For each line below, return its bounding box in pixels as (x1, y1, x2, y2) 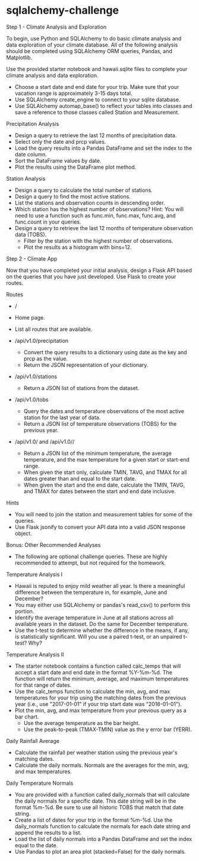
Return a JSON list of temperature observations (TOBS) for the (23, 420, 177, 427)
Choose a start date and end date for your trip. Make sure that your (14, 83, 179, 90)
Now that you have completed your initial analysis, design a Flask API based (6, 267, 192, 274)
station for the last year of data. (23, 414, 101, 421)
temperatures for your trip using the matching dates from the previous (14, 694, 187, 701)
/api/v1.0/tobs (14, 396, 49, 403)
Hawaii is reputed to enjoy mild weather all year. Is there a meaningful (14, 582, 185, 589)
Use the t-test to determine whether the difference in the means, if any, (14, 627, 189, 634)
